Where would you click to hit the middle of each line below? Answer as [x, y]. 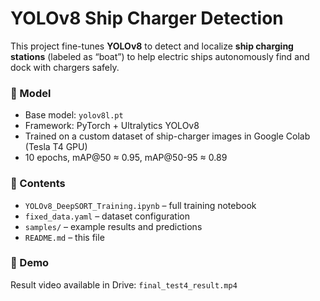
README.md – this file [64, 237]
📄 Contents [38, 184]
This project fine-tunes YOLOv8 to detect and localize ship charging [152, 46]
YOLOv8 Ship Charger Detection [147, 18]
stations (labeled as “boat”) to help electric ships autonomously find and [160, 56]
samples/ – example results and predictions [113, 226]
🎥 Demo [30, 263]
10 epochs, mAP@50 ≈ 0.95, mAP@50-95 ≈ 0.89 [126, 158]
